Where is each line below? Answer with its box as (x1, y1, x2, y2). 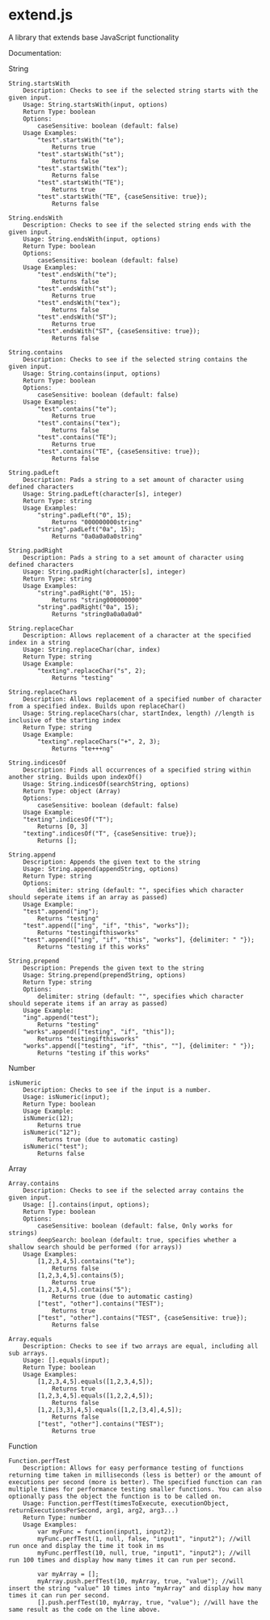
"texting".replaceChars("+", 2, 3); (37, 738, 161, 746)
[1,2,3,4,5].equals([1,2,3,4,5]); (37, 1377, 154, 1385)
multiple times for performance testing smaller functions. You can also (8, 1485, 263, 1493)
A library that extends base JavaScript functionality (8, 32, 179, 42)
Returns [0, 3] (37, 823, 89, 831)
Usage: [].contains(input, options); (23, 1200, 150, 1208)
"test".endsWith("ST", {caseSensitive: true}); (37, 327, 200, 335)
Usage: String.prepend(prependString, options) (23, 971, 186, 979)
